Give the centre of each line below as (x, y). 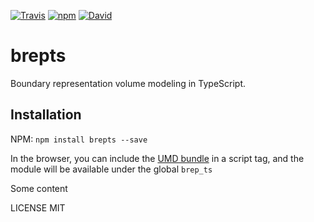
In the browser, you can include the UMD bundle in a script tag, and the (157, 158)
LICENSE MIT (38, 207)
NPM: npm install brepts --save (79, 139)
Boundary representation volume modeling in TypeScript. (128, 83)
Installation (46, 115)
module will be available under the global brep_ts (111, 169)
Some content (39, 188)
